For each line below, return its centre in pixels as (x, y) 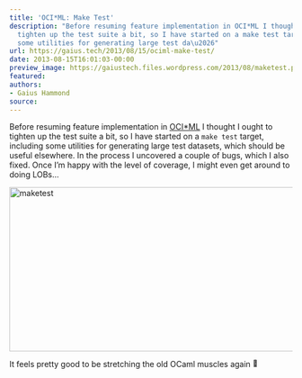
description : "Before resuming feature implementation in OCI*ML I (138, 26)
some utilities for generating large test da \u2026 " (118, 43)
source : (24, 101)
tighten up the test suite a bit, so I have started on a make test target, (137, 137)
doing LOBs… (35, 175)
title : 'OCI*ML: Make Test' (62, 18)
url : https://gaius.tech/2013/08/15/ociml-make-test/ (112, 51)
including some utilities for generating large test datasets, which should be (147, 146)
